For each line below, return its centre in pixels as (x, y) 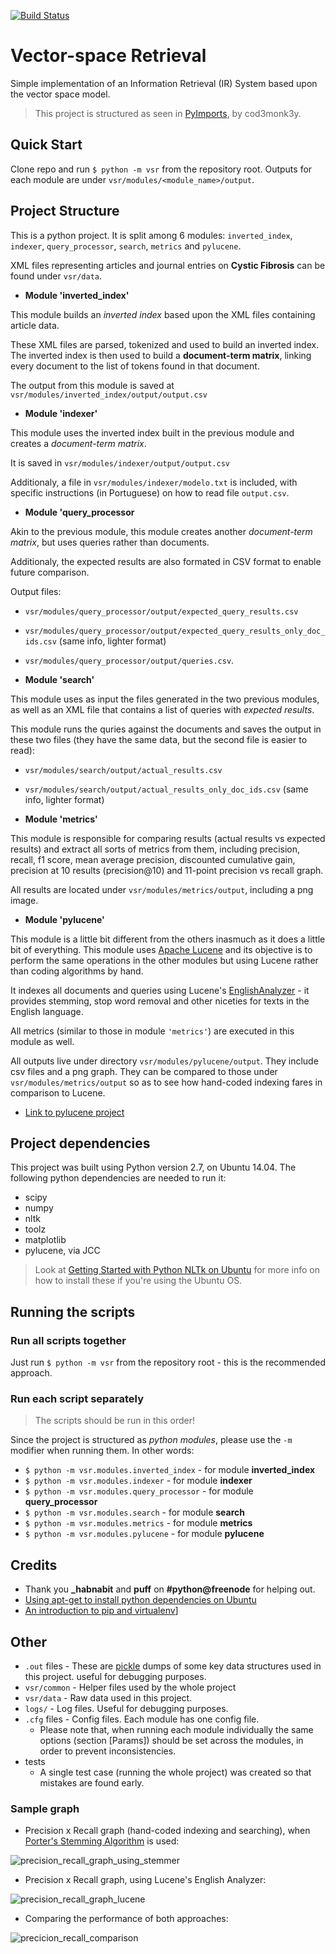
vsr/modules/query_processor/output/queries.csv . (129, 660)
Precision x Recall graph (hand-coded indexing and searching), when (167, 1831)
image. (24, 900)
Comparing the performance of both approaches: (126, 1919)
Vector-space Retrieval (108, 56)
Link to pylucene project (74, 1112)
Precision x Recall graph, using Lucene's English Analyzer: (145, 1880)
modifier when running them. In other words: (102, 1451)
